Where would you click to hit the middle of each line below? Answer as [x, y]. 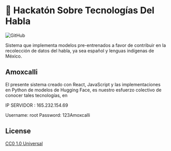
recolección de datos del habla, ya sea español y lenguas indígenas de [80, 51]
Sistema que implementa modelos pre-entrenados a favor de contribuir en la [86, 45]
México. [14, 56]
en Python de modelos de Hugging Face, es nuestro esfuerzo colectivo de [83, 90]
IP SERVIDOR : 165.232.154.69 [37, 105]
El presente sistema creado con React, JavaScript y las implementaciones [83, 84]
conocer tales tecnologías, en [36, 95]
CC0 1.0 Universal [24, 143]
